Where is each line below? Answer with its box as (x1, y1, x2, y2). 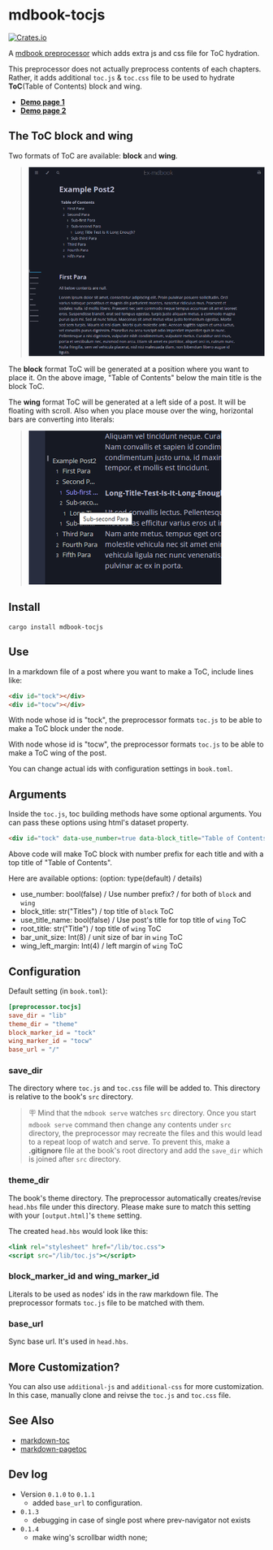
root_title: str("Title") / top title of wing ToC (19, 924, 162, 933)
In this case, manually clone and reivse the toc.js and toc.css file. (8, 1390, 232, 1400)
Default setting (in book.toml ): (8, 985, 108, 996)
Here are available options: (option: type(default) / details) (8, 873, 203, 883)
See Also (8, 1414, 54, 1427)
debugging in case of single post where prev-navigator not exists (32, 1515, 251, 1525)
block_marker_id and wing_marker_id (8, 1271, 160, 1282)
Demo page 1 (19, 97, 65, 106)
